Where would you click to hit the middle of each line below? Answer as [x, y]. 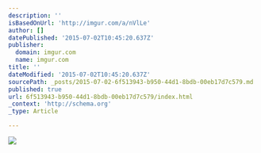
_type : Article [33, 112]
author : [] [26, 30]
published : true [35, 89]
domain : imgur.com [46, 52]
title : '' [25, 67]
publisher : [26, 45]
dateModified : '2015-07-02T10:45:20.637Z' [79, 75]
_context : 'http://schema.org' [60, 104]
